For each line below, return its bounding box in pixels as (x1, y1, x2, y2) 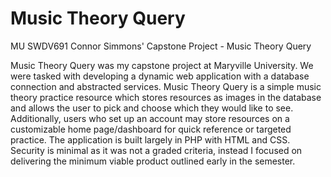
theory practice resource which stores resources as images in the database (10, 91, 322, 103)
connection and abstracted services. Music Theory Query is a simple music (10, 80, 322, 92)
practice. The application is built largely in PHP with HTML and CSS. (10, 133, 291, 146)
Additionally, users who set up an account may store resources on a (10, 112, 290, 124)
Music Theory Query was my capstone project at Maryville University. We (10, 59, 314, 71)
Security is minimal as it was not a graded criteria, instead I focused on (10, 144, 303, 156)
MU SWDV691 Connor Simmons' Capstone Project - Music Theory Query (10, 40, 312, 52)
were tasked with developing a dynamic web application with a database (10, 70, 310, 82)
